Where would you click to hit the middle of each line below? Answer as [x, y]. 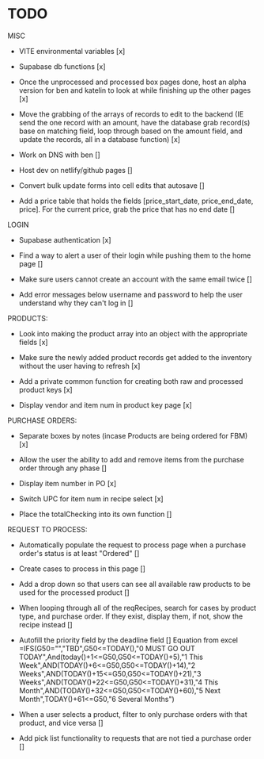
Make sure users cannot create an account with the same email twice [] [135, 279]
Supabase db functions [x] [62, 66]
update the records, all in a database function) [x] [100, 139]
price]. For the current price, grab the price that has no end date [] [126, 209]
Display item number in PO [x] [68, 483]
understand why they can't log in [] [76, 303]
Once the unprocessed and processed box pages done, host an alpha [132, 82]
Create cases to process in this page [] [82, 569]
